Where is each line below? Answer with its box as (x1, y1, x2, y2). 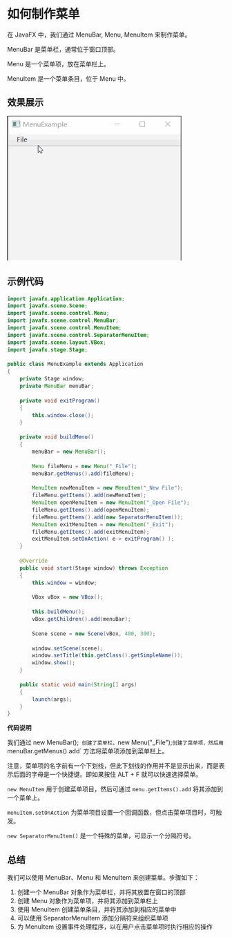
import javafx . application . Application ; (7, 295, 126, 302)
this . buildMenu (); (32, 608, 85, 615)
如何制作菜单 (7, 6, 81, 22)
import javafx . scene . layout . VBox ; (7, 339, 107, 346)
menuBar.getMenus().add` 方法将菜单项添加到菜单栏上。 (7, 747, 168, 755)
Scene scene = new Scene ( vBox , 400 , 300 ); (32, 630, 156, 637)
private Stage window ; (19, 376, 85, 383)
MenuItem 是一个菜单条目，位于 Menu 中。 (7, 74, 130, 83)
